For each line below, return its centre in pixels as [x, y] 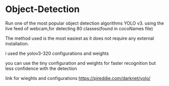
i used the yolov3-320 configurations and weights [57, 53]
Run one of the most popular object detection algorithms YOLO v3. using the [84, 23]
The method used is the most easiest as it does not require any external [80, 38]
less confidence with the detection [41, 68]
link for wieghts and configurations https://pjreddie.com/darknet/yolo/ [78, 78]
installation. [17, 43]
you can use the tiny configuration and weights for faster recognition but [81, 63]
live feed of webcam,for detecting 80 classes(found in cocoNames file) [79, 28]
